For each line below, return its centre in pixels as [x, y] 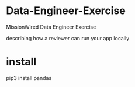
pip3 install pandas [29, 78]
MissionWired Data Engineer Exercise [51, 27]
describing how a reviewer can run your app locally [68, 38]
